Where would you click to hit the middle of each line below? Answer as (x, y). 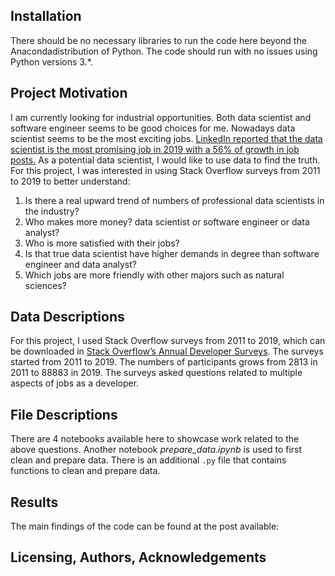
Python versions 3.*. (51, 61)
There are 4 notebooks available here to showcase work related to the (155, 439)
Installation (46, 16)
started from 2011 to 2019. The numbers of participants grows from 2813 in (164, 362)
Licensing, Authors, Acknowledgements (138, 557)
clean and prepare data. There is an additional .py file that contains (148, 460)
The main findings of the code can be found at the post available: (145, 526)
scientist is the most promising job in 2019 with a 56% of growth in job (155, 149)
